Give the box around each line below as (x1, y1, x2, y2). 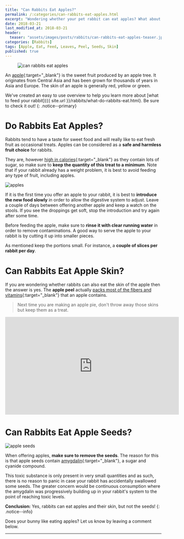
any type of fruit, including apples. (5, 172, 75, 179)
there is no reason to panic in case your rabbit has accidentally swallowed (5, 478, 156, 484)
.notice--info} (5, 509, 33, 515)
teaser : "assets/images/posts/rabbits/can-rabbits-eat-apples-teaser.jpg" (9, 35, 168, 40)
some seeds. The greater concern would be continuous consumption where (5, 483, 160, 489)
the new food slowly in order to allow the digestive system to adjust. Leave (5, 197, 159, 203)
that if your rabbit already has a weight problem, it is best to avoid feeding (5, 167, 156, 173)
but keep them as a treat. (17, 307, 68, 313)
